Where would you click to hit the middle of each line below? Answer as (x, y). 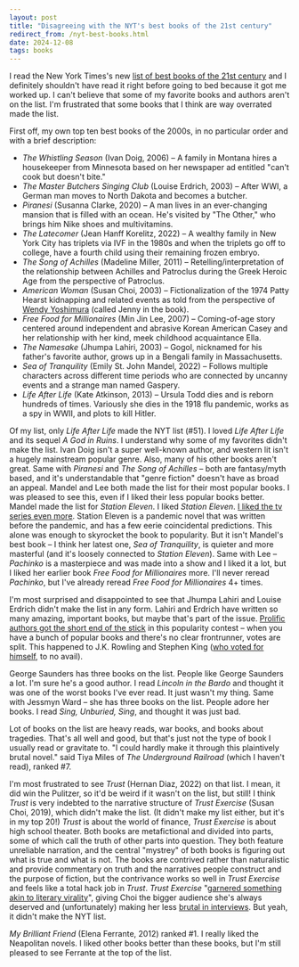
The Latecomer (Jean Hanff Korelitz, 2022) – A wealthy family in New (149, 234)
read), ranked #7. (40, 766)
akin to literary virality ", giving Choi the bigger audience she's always (136, 897)
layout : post (33, 17)
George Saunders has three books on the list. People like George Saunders (146, 674)
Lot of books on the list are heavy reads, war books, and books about (137, 729)
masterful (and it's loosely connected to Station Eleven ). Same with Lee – (143, 554)
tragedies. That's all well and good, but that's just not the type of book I (140, 738)
